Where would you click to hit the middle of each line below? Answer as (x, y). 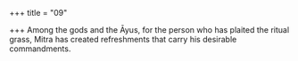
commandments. (40, 49)
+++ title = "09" (38, 13)
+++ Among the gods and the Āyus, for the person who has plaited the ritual (149, 30)
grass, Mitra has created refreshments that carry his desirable (123, 39)
